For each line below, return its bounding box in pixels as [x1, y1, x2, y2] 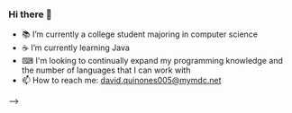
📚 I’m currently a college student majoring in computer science [21, 29, 259, 39]
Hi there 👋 [8, 8, 53, 21]
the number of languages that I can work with [21, 65, 191, 75]
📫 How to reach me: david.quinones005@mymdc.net [21, 75, 222, 86]
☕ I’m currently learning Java [21, 42, 130, 53]
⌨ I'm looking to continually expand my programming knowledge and [21, 56, 283, 66]
